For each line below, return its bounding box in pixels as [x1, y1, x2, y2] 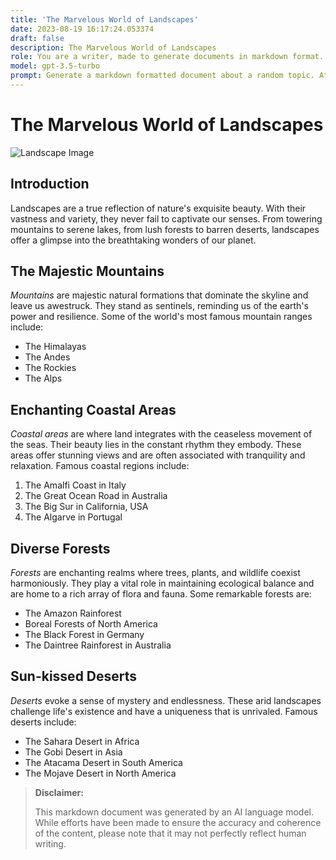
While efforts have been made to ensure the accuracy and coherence [34, 816, 322, 828]
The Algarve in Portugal [24, 511, 123, 523]
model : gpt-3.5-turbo [10, 61, 101, 71]
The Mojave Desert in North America [24, 767, 177, 779]
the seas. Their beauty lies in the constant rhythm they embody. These [10, 439, 302, 451]
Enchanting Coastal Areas [10, 401, 177, 418]
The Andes [24, 351, 71, 363]
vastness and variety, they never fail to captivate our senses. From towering [10, 212, 323, 225]
